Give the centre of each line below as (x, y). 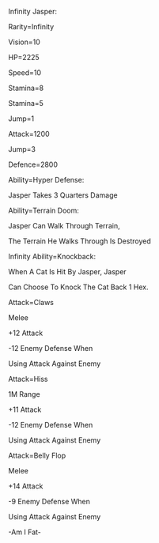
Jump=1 (21, 119)
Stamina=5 (26, 103)
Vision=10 (25, 42)
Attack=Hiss (28, 379)
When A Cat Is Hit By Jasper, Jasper (67, 271)
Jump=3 (22, 149)
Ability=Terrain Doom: (44, 210)
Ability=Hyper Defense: (46, 180)
